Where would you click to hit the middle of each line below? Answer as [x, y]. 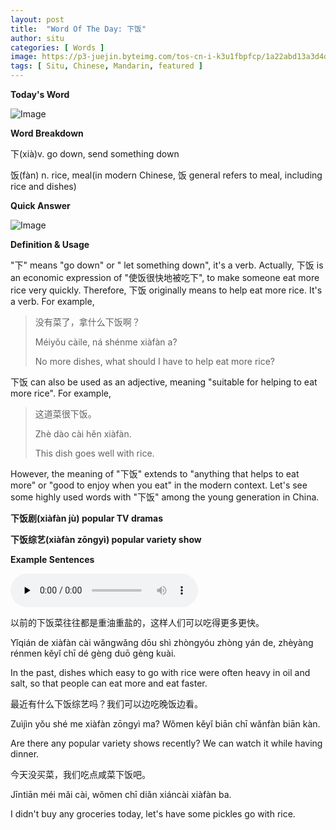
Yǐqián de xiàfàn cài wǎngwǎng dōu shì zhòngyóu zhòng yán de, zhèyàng [162, 642]
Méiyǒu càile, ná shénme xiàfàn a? [106, 342]
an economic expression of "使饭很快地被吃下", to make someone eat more [165, 277]
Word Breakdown [47, 133]
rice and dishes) [43, 186]
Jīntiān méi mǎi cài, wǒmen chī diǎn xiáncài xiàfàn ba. [121, 794]
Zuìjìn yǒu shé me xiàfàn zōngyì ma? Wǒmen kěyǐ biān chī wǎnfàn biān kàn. [165, 724]
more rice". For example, [61, 393]
